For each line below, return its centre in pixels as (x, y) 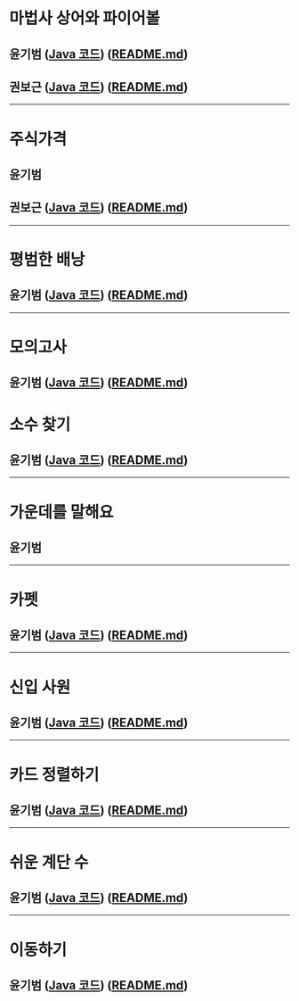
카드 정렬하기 (54, 775)
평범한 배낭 (47, 259)
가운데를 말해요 (61, 512)
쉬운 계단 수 (49, 862)
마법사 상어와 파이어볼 (85, 18)
